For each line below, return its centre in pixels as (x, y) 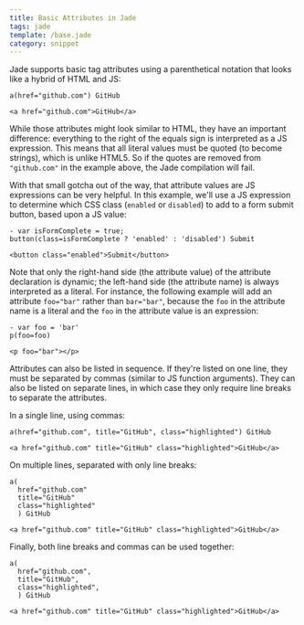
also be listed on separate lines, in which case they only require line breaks (151, 388)
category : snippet (44, 43)
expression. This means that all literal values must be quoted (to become (146, 148)
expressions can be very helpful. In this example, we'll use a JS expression (150, 195)
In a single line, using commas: (68, 416)
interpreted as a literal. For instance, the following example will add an (141, 291)
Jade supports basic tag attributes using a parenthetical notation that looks (151, 69)
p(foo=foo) (30, 336)
